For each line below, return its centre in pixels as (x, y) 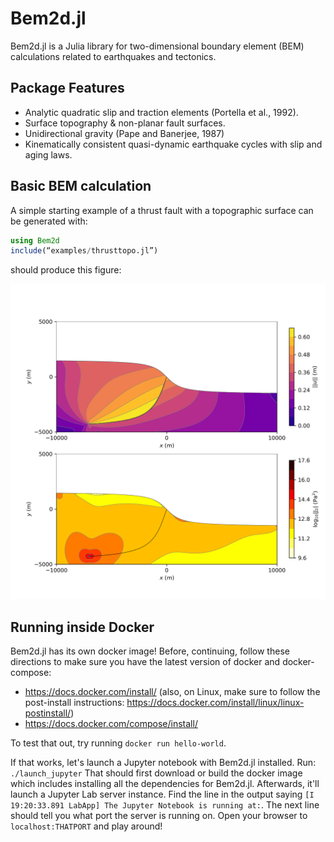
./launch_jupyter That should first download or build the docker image (156, 773)
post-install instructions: (74, 703)
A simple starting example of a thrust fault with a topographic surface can (162, 210)
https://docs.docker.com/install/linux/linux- (215, 703)
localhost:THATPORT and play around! (86, 826)
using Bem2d (35, 240)
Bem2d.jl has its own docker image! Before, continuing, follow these (150, 651)
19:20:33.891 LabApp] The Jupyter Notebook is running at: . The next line (165, 805)
